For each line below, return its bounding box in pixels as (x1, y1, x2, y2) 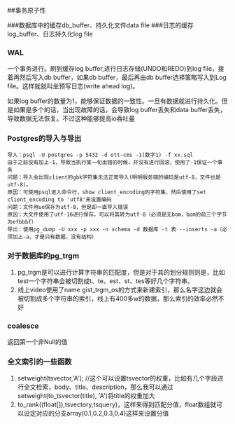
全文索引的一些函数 (7, 357, 72, 367)
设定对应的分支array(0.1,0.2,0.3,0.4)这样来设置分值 (23, 409, 169, 418)
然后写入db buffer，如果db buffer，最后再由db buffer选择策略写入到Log (19, 73, 227, 82)
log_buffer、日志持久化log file (7, 30, 93, 38)
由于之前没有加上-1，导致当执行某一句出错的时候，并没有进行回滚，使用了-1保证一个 (7, 158, 218, 166)
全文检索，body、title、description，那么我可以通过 (23, 383, 173, 391)
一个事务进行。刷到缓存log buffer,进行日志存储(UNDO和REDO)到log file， (7, 64, 218, 73)
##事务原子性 (7, 6, 46, 14)
